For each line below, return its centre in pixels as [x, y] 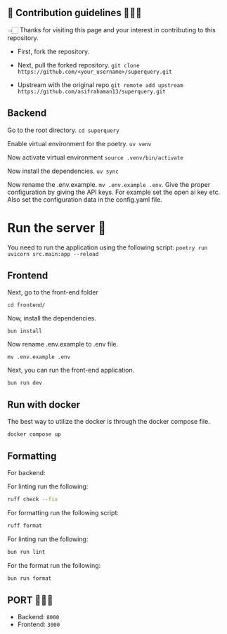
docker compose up [34, 434]
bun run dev [25, 383]
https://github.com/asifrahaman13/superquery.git [92, 91]
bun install [25, 331]
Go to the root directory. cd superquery [63, 130]
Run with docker [44, 405]
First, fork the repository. [53, 51]
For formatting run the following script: [63, 512]
